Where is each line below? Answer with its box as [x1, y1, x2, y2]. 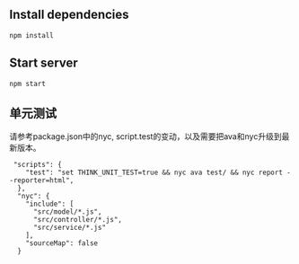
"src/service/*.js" [32, 224, 106, 233]
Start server [9, 56, 78, 71]
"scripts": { [13, 161, 63, 170]
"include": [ [25, 199, 75, 209]
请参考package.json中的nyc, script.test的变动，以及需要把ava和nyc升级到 [9, 131, 282, 142]
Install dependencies [9, 7, 129, 22]
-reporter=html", [9, 176, 75, 185]
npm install [9, 31, 54, 40]
